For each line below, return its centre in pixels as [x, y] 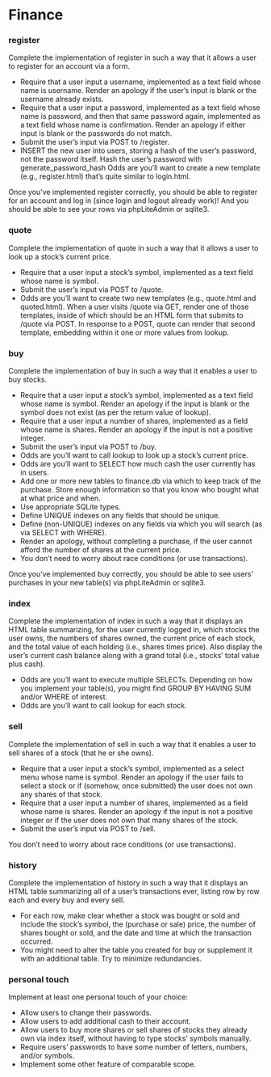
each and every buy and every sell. [67, 900]
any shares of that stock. [61, 794]
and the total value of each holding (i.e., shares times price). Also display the [135, 647]
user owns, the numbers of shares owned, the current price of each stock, [132, 638]
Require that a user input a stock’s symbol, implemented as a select [132, 768]
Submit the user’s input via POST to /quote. [92, 289]
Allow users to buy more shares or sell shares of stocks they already [133, 1030]
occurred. [36, 941]
